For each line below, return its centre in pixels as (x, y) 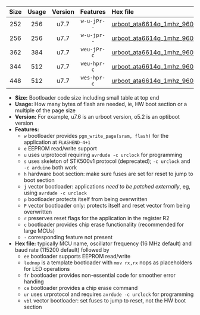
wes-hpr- (93, 78)
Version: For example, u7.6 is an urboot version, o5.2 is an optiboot (97, 117)
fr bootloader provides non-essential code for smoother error (99, 275)
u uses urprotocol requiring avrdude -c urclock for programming (103, 155)
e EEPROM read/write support (60, 148)
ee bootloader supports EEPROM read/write (77, 256)
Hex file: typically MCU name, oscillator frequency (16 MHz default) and (103, 243)
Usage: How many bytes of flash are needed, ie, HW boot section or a (101, 104)
